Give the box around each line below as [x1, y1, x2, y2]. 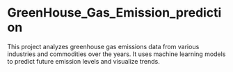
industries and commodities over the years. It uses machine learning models [7, 50, 226, 58]
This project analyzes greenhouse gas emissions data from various [7, 42, 200, 51]
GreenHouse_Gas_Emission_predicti [7, 5, 222, 21]
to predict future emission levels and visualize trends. [7, 57, 160, 65]
